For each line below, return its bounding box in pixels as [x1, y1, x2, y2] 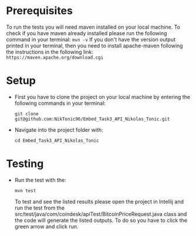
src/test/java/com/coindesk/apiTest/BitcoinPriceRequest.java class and [14, 210, 187, 217]
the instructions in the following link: [6, 48, 94, 55]
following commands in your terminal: [14, 100, 106, 107]
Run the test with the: [14, 176, 66, 183]
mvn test [14, 187, 36, 194]
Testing [6, 157, 44, 170]
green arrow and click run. [14, 223, 79, 230]
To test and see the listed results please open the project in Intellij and [14, 198, 184, 205]
